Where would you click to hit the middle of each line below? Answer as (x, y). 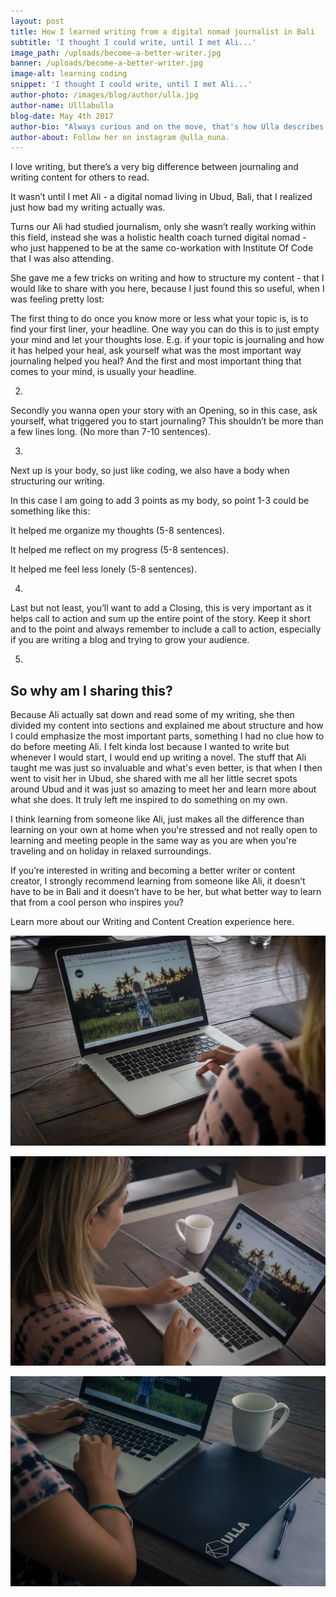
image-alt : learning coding (69, 74)
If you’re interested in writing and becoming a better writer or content (153, 871)
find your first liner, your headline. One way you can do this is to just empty (165, 329)
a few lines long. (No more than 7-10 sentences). (110, 432)
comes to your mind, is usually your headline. (103, 372)
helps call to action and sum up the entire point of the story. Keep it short (160, 619)
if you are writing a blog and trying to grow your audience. (130, 640)
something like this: (50, 511)
